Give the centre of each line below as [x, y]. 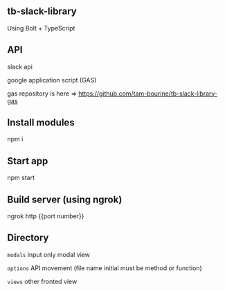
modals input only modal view [48, 254]
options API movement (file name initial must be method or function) [105, 268]
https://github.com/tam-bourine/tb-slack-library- [148, 94]
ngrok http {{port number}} [46, 216]
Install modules [41, 123]
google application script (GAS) [52, 80]
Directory [28, 238]
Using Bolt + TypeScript [41, 28]
